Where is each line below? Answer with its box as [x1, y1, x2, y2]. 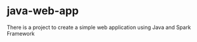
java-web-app [7, 4, 79, 18]
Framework [7, 30, 35, 37]
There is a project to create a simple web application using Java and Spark [7, 24, 191, 31]
